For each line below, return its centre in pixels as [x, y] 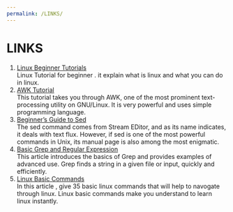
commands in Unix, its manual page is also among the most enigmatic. [118, 142]
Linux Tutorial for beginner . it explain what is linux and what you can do [120, 75]
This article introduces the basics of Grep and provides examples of [114, 156]
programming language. [51, 112]
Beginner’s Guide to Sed [51, 119]
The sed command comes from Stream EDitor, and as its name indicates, [121, 127]
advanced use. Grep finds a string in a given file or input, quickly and [115, 164]
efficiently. [32, 171]
